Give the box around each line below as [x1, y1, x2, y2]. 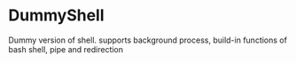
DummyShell [8, 5, 105, 26]
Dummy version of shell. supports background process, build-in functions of [8, 35, 287, 45]
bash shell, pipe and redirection [8, 43, 124, 54]
